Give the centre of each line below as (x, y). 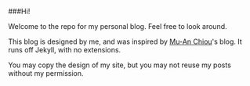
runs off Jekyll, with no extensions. (65, 50)
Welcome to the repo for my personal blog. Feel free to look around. (118, 26)
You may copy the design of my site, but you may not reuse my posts (120, 65)
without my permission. (46, 73)
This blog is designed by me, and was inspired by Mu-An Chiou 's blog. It (125, 41)
